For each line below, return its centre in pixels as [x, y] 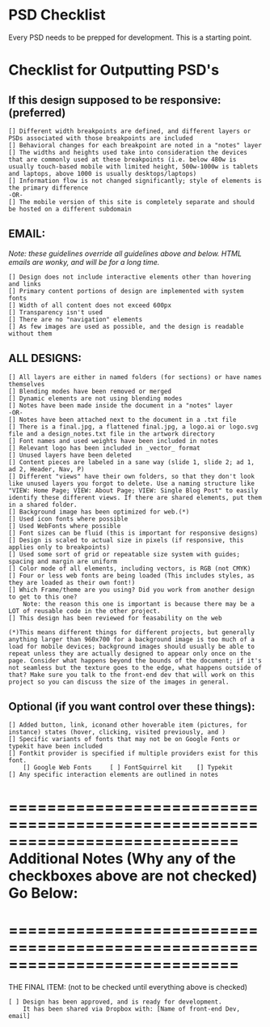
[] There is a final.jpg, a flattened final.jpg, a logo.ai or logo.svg [133, 427]
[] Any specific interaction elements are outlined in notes [114, 775]
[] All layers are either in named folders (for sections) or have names [135, 377]
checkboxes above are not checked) [133, 876]
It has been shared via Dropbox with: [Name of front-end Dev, [132, 1009]
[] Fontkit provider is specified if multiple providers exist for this [133, 754]
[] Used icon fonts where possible [68, 519]
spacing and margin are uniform [63, 561]
